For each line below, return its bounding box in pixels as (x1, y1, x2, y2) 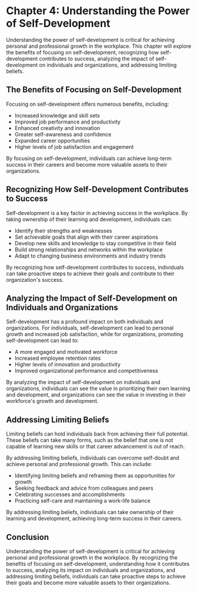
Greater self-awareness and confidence (14, 131, 112, 138)
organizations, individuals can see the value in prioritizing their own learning (6, 385, 191, 392)
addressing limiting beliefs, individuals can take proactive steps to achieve (6, 573, 186, 580)
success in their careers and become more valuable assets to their (6, 161, 168, 168)
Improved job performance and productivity (14, 118, 121, 125)
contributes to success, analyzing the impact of (39, 55, 155, 62)
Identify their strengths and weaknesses (14, 227, 112, 234)
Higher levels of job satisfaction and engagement (14, 143, 134, 150)
